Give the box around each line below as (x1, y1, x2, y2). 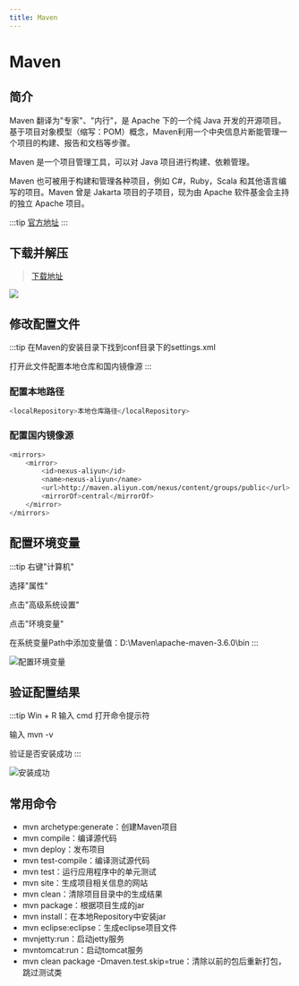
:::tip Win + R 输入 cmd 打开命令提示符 (9, 710, 150, 721)
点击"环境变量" (9, 618, 64, 629)
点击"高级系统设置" (9, 599, 81, 610)
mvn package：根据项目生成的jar (21, 900, 145, 911)
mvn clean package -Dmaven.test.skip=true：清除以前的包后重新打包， (21, 956, 286, 967)
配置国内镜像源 (9, 429, 74, 442)
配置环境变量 (9, 536, 81, 551)
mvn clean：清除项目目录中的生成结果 (21, 888, 163, 900)
